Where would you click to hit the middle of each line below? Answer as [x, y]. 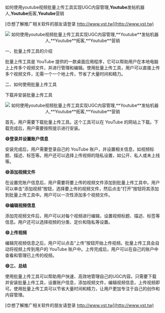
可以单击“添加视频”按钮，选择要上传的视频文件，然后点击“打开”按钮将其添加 [82, 189]
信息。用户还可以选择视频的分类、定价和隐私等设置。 [59, 222]
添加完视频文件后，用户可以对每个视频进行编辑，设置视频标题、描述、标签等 [82, 216]
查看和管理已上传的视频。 [31, 255]
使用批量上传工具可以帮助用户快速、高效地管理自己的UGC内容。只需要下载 [81, 276]
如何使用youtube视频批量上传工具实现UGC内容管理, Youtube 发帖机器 [75, 7]
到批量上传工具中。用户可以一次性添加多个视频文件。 [59, 195]
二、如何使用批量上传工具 [31, 84]
